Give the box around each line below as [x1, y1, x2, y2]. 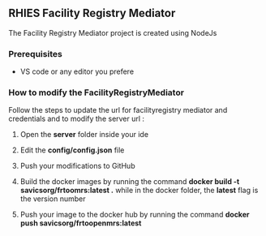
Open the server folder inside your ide [19, 130, 148, 139]
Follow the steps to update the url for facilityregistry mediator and [8, 105, 228, 115]
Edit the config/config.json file [19, 145, 125, 155]
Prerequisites [8, 48, 62, 59]
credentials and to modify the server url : [8, 114, 144, 124]
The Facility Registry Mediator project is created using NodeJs [8, 28, 217, 37]
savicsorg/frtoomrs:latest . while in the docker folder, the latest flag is [19, 186, 259, 195]
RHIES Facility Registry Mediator [8, 6, 176, 20]
